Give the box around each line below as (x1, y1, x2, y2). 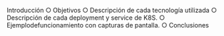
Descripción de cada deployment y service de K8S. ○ (6, 13, 166, 22)
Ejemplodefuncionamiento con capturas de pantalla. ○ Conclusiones (6, 21, 210, 29)
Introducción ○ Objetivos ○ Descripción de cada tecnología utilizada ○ (6, 6, 218, 14)
